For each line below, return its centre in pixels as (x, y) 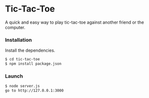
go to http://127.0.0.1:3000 (34, 91)
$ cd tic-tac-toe (22, 59)
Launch (14, 76)
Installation (19, 40)
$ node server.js (22, 86)
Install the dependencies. (30, 50)
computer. (15, 27)
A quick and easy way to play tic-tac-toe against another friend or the (74, 22)
